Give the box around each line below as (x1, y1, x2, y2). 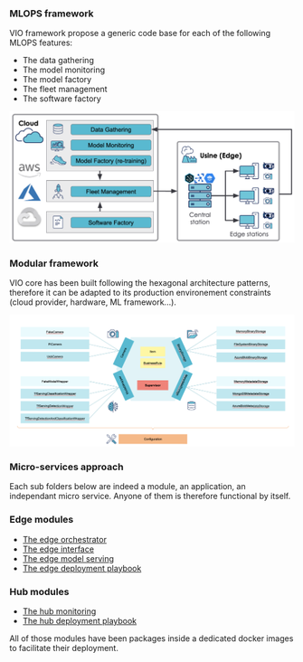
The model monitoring (22, 64, 106, 75)
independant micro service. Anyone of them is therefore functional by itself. (9, 491, 291, 502)
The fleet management (22, 84, 108, 95)
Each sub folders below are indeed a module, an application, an (9, 481, 246, 492)
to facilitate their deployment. (9, 643, 119, 654)
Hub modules (9, 585, 70, 598)
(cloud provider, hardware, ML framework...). (9, 297, 176, 307)
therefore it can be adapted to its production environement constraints (9, 288, 271, 298)
